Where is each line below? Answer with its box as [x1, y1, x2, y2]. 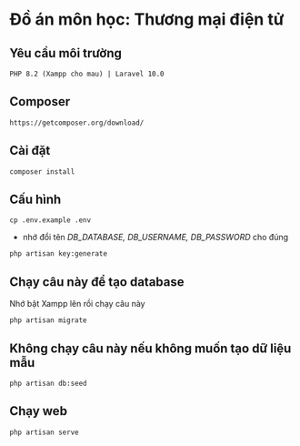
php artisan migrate [9, 316, 88, 325]
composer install [9, 167, 75, 177]
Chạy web [9, 403, 68, 419]
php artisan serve [9, 428, 79, 437]
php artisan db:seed [9, 379, 88, 389]
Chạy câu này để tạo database [9, 274, 185, 289]
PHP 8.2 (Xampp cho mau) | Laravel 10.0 [9, 69, 165, 78]
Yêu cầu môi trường [9, 46, 123, 61]
